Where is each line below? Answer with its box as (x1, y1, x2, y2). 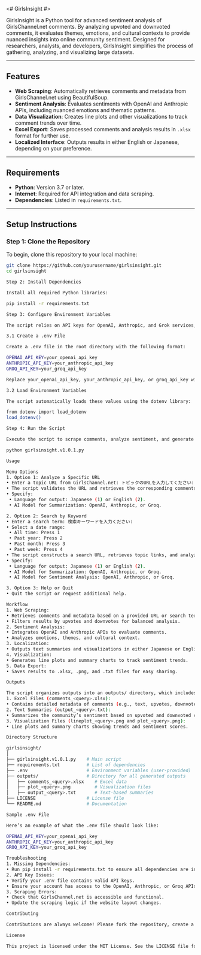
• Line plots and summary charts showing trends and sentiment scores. (6, 724, 188, 730)
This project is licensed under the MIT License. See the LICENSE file (6, 943, 188, 949)
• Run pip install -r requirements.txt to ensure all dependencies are (6, 866, 188, 873)
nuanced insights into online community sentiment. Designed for (6, 36, 166, 43)
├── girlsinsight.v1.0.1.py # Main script (6, 757, 121, 763)
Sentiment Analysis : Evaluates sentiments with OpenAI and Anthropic (14, 100, 188, 107)
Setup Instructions (6, 219, 77, 230)
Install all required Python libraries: (6, 290, 109, 296)
